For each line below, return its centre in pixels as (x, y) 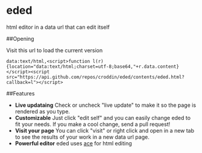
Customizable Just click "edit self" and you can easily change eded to (103, 118)
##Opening (20, 38)
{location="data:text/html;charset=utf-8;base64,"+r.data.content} (93, 67)
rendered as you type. (43, 111)
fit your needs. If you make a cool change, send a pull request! (93, 124)
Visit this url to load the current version (55, 50)
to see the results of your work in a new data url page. (82, 137)
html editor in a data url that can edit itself (58, 27)
